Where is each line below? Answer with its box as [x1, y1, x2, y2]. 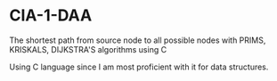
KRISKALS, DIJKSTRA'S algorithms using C [9, 44, 167, 54]
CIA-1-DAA [9, 5, 93, 26]
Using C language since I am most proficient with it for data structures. [9, 61, 269, 72]
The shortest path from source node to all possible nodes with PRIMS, [9, 35, 266, 45]
